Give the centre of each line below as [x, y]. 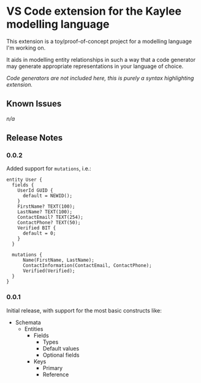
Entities [34, 328]
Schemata [28, 322]
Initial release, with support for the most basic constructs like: [84, 310]
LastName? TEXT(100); [45, 212]
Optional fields [61, 355]
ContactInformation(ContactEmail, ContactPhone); [87, 266]
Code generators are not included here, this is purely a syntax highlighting [100, 78]
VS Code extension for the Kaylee [94, 11]
